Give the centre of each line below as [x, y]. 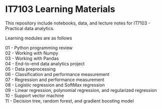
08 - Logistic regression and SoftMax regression [55, 85]
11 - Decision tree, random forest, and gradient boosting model [69, 100]
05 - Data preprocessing [30, 69]
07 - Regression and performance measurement [55, 79]
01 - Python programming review [39, 47]
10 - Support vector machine [34, 95]
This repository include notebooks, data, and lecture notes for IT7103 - [78, 23]
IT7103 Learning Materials [60, 9]
